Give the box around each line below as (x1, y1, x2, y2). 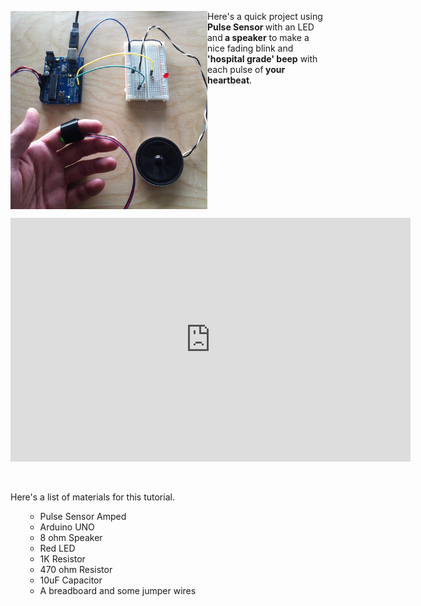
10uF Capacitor (39, 574, 103, 586)
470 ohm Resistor (39, 564, 113, 575)
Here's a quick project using (207, 11, 323, 22)
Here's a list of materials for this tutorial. (10, 491, 175, 503)
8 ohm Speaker (39, 532, 103, 543)
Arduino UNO (39, 521, 95, 533)
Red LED (39, 542, 76, 554)
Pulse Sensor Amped (39, 511, 127, 522)
